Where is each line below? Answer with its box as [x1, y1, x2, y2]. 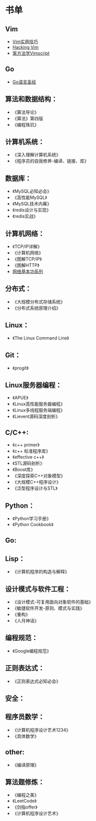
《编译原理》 [12, 762, 39, 768]
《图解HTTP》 [12, 262, 40, 268]
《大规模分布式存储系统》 [12, 298, 65, 305]
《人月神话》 [12, 618, 39, 624]
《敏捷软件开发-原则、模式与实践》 [12, 605, 85, 611]
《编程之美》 [12, 792, 39, 798]
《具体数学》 [12, 733, 39, 739]
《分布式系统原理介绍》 [12, 305, 61, 311]
